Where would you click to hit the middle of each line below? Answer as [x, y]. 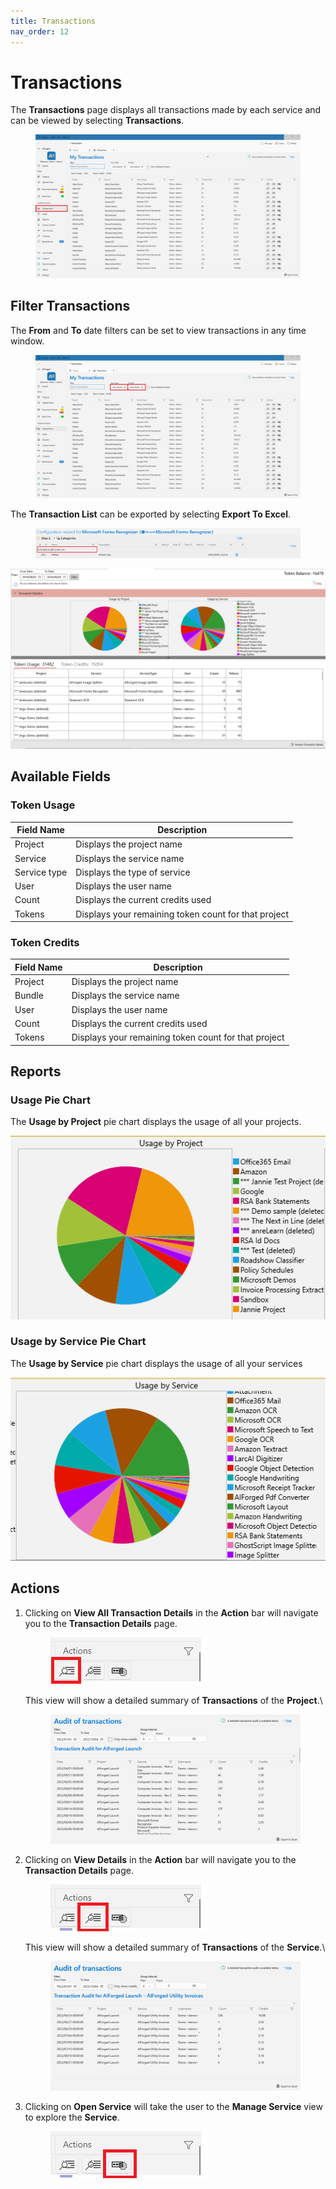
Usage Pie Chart [50, 1100]
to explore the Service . [72, 2117]
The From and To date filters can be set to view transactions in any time [158, 330]
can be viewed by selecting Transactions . [97, 121]
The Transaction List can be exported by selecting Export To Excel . [150, 514]
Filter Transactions [70, 306]
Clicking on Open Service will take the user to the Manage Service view [173, 2106]
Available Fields [61, 776]
